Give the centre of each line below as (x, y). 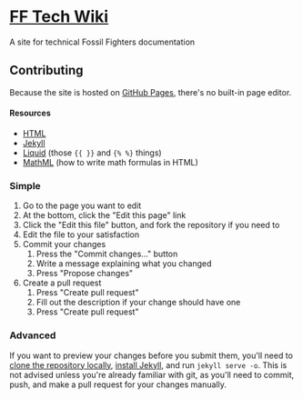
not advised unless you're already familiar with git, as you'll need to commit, (152, 374)
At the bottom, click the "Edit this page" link (104, 215)
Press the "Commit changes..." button (107, 254)
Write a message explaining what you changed (124, 264)
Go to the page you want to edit (82, 205)
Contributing (46, 70)
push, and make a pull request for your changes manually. (118, 384)
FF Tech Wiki (59, 17)
